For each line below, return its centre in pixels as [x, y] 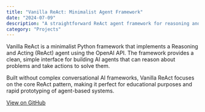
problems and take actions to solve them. [58, 66]
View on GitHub [26, 103]
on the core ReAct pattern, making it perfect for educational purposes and [99, 84]
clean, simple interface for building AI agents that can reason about [91, 59]
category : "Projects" [34, 29]
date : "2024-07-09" [31, 18]
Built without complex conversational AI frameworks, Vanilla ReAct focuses [100, 78]
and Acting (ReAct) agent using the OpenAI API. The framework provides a [100, 53]
